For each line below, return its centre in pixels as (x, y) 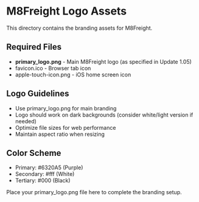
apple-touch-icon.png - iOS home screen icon (73, 75)
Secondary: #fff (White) (45, 174)
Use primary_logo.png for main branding (66, 108)
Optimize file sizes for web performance (65, 127)
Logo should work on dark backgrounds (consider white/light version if (104, 115)
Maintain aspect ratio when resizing (60, 134)
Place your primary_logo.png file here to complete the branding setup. (94, 192)
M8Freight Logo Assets (67, 11)
